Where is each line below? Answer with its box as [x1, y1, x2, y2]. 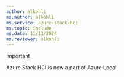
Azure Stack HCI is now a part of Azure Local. [6, 64, 119, 71]
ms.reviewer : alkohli [6, 36, 60, 42]
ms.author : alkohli [6, 14, 55, 20]
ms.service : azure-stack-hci [6, 20, 78, 25]
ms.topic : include [6, 25, 52, 31]
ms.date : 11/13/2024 [6, 31, 58, 37]
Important [6, 53, 30, 59]
